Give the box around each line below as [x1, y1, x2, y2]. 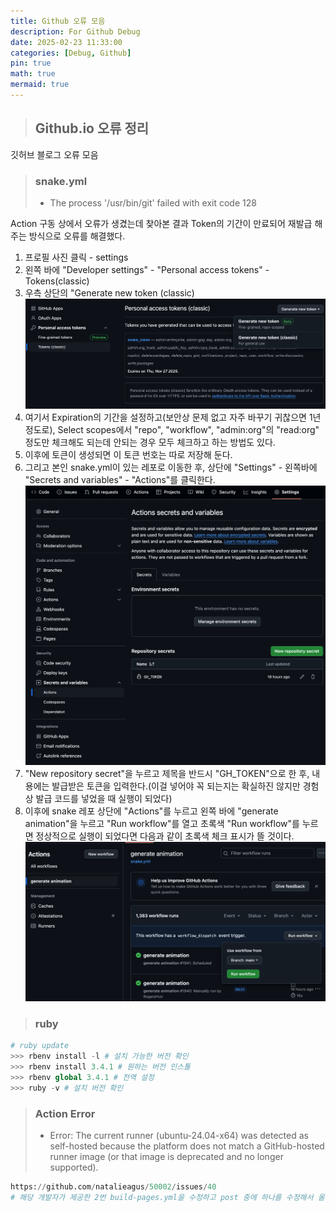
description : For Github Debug [10, 26, 141, 37]
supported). [49, 1161, 99, 1173]
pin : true [10, 58, 52, 69]
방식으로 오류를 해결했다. [28, 230, 126, 242]
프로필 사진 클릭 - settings [24, 251, 129, 263]
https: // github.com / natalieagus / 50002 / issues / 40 [10, 1181, 217, 1192]
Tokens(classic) [24, 275, 90, 287]
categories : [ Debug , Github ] [10, 48, 132, 58]
